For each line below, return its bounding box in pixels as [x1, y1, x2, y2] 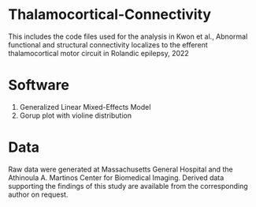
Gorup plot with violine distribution [19, 111, 132, 120]
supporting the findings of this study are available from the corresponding [8, 181, 248, 190]
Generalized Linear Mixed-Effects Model [19, 102, 151, 111]
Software [8, 77, 69, 94]
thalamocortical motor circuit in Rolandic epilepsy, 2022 [8, 48, 189, 58]
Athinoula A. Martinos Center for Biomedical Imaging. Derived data [8, 172, 224, 183]
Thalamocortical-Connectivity [8, 6, 211, 24]
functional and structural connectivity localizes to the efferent [8, 40, 209, 49]
